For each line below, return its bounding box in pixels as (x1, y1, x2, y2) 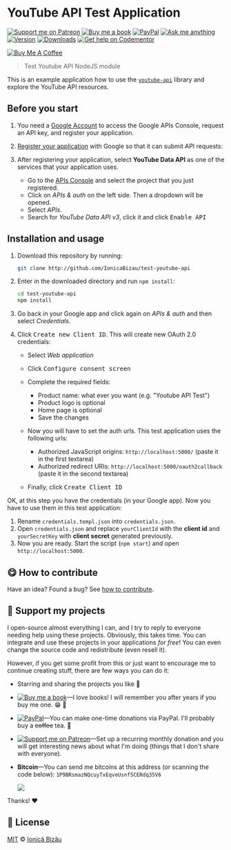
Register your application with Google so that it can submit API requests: (17, 142, 223, 150)
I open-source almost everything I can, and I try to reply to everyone (7, 623, 201, 631)
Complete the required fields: (27, 378, 111, 386)
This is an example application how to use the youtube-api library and (7, 75, 205, 84)
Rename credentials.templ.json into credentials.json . (17, 517, 176, 525)
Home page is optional (37, 406, 102, 415)
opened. (27, 198, 52, 206)
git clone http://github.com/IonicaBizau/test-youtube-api (17, 264, 191, 271)
